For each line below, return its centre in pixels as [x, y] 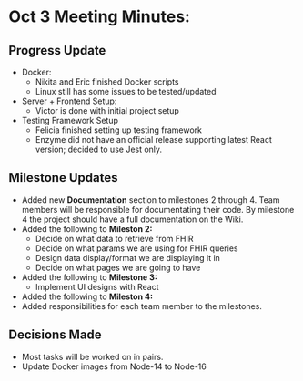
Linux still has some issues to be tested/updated [126, 91]
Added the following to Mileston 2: [87, 228]
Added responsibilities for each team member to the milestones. [142, 306]
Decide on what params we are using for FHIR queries [136, 248]
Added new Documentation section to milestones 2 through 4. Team [151, 200]
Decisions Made [55, 335]
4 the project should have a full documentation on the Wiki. [132, 219]
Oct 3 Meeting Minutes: [99, 17]
